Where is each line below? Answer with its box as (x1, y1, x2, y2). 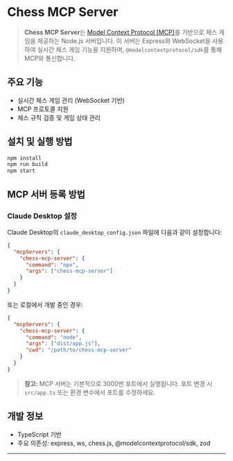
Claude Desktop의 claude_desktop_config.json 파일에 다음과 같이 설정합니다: (7, 228, 223, 236)
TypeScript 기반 (17, 430, 62, 438)
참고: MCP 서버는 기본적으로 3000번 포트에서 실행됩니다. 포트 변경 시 (24, 379, 213, 387)
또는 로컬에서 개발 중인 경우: (7, 300, 83, 309)
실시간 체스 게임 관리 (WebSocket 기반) (17, 96, 125, 104)
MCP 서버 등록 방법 (7, 188, 85, 200)
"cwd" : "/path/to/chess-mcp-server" (25, 346, 132, 354)
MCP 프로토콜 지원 (17, 105, 69, 113)
